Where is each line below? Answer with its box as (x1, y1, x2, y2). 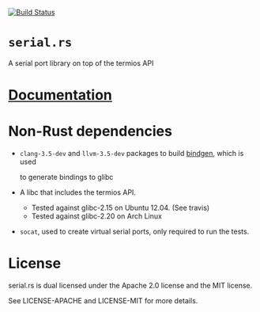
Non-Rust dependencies (8, 123, 172, 140)
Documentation (8, 86, 113, 105)
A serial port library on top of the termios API (8, 58, 154, 67)
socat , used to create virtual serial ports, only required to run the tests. (19, 226, 250, 237)
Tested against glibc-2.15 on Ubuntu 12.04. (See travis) (31, 203, 210, 213)
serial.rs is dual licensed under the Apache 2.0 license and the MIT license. (8, 281, 253, 290)
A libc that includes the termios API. (19, 188, 137, 197)
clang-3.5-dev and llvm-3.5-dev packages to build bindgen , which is (19, 149, 244, 158)
